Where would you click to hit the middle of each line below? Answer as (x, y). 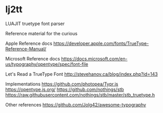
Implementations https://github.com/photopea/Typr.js (62, 84)
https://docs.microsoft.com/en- (94, 59)
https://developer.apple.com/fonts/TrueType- (101, 43)
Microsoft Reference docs (33, 59)
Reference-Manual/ (26, 49)
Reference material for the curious (42, 33)
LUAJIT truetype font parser (35, 24)
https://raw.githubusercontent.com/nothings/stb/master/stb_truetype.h (80, 95)
